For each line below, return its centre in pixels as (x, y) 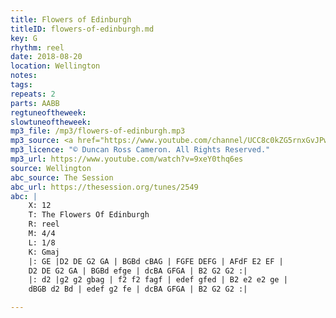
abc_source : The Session (62, 177)
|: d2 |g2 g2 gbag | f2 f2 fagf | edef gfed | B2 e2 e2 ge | (158, 280)
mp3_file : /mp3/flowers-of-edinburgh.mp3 (98, 131)
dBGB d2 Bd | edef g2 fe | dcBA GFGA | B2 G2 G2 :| (138, 289)
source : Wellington (51, 168)
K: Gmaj (44, 252)
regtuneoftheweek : (48, 112)
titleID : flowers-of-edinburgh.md (82, 29)
